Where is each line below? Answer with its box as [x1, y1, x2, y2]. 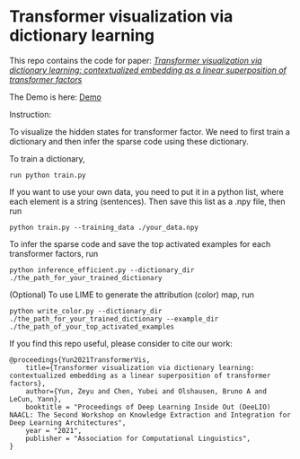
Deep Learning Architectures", [9, 418, 127, 428]
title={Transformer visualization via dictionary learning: [25, 363, 255, 372]
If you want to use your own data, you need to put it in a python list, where [9, 186, 285, 197]
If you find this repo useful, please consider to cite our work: [9, 338, 234, 349]
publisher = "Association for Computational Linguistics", [25, 434, 251, 443]
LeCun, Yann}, [9, 394, 63, 403]
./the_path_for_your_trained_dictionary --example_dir [9, 314, 219, 323]
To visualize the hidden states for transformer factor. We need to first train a [9, 126, 290, 137]
